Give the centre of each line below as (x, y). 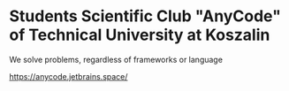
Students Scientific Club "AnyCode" (145, 16)
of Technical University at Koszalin (140, 35)
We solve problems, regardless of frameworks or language (116, 59)
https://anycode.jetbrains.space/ (68, 76)
